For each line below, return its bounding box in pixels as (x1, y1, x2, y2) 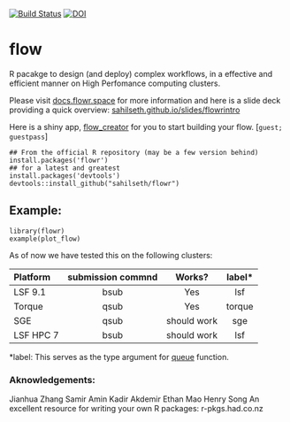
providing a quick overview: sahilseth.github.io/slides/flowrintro (9, 104, 240, 115)
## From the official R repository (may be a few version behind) (9, 148, 259, 157)
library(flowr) (9, 226, 65, 235)
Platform (13, 271, 51, 283)
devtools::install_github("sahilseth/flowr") (9, 179, 179, 188)
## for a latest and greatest (9, 164, 121, 173)
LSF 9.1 (13, 286, 47, 298)
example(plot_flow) (9, 234, 81, 243)
